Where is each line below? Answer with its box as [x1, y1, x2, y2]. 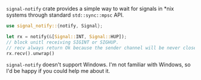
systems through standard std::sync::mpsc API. [6, 11, 124, 19]
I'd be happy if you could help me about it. [6, 67, 111, 75]
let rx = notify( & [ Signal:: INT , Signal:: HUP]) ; [6, 33, 127, 39]
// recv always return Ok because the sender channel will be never [6, 45, 181, 51]
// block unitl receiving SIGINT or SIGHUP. [6, 39, 119, 45]
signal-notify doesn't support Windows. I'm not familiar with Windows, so [6, 61, 191, 68]
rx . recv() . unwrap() [6, 50, 55, 56]
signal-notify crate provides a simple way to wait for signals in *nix [6, 5, 175, 12]
